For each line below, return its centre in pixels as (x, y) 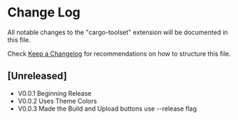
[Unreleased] (37, 76)
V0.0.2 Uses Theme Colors (57, 101)
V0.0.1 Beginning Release (55, 93)
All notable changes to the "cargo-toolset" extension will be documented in (118, 32)
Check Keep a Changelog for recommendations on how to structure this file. (119, 54)
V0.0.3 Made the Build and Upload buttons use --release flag (107, 109)
